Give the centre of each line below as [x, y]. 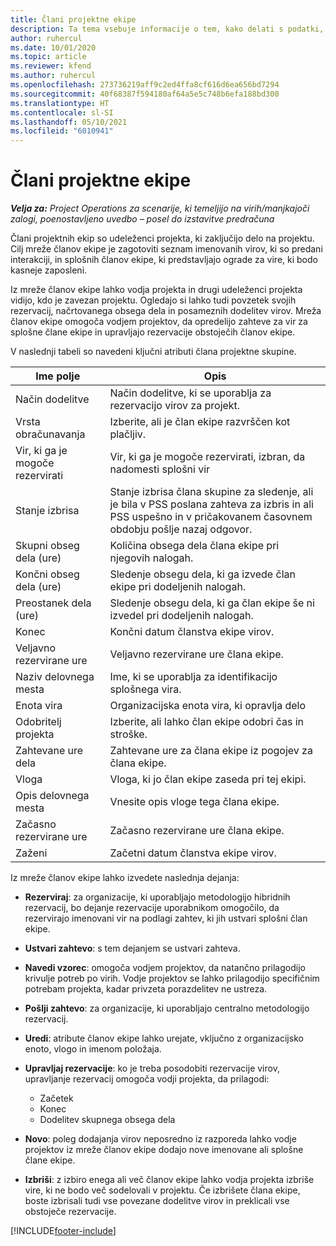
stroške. [128, 734]
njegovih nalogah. [151, 558]
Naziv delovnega [55, 677]
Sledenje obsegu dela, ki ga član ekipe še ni [212, 603]
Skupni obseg [47, 546]
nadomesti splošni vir [160, 469]
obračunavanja [50, 434]
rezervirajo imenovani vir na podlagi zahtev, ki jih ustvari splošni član [166, 918]
